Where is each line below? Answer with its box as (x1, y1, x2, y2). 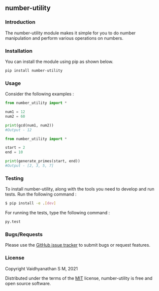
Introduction (5, 19, 35, 26)
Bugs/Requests (5, 231, 43, 238)
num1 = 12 (5, 109, 26, 115)
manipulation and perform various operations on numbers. (5, 35, 124, 41)
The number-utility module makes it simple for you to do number (5, 30, 136, 36)
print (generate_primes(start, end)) (5, 159, 80, 164)
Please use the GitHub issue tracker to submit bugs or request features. (5, 242, 151, 248)
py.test (5, 219, 21, 225)
